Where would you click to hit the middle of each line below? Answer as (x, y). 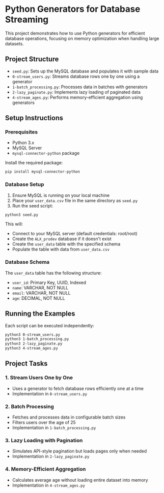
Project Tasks (27, 364)
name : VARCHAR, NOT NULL (40, 287)
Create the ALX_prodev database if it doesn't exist (62, 239)
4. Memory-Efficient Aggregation (45, 469)
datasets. (14, 43)
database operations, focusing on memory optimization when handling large (82, 38)
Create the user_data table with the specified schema (66, 244)
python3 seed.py (22, 215)
